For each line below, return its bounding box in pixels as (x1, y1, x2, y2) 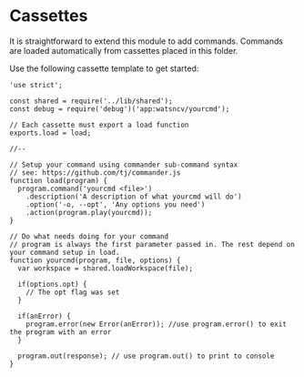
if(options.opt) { (17, 280, 88, 289)
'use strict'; (9, 80, 64, 89)
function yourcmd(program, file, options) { (9, 256, 181, 265)
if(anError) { (17, 311, 71, 321)
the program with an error (9, 327, 112, 337)
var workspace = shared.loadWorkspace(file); (17, 263, 194, 273)
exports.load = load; (9, 128, 92, 138)
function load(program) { (9, 176, 107, 185)
